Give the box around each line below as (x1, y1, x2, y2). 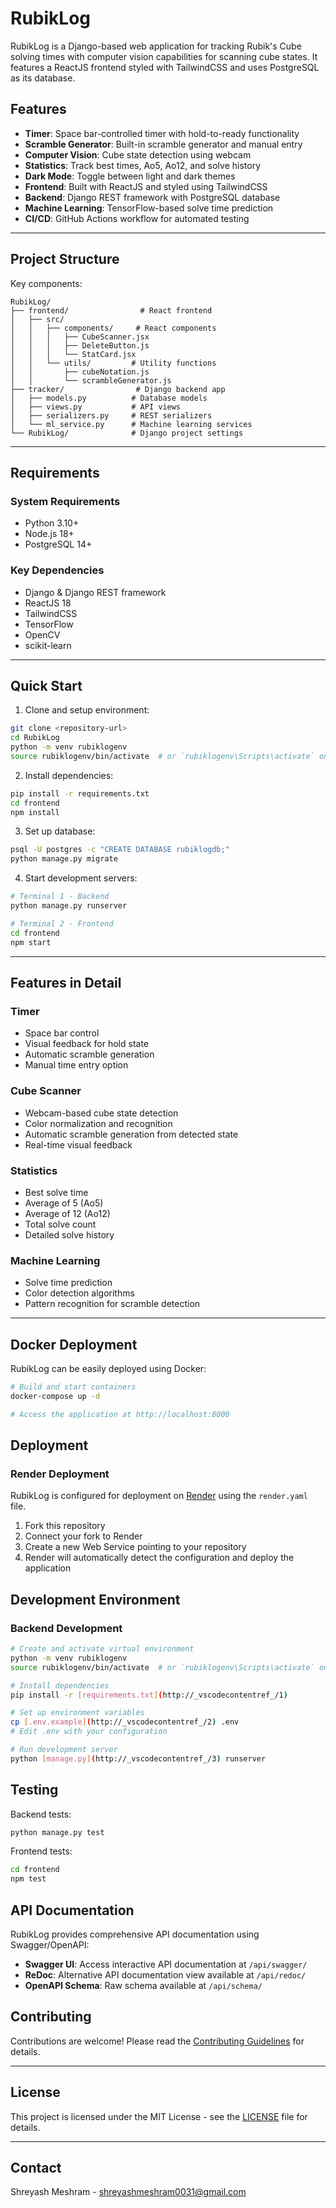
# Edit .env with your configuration (10, 1727, 168, 1737)
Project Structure (10, 251, 120, 268)
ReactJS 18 (24, 597, 72, 609)
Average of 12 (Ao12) (24, 1207, 111, 1219)
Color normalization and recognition (24, 1117, 173, 1129)
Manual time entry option (24, 1059, 129, 1071)
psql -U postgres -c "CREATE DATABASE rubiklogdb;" (10, 845, 230, 855)
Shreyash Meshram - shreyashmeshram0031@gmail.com (10, 2186, 247, 2198)
